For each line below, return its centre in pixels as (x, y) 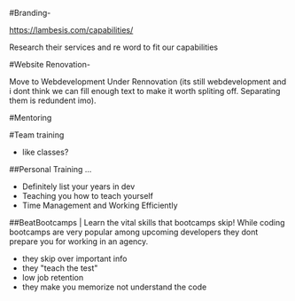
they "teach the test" (60, 268)
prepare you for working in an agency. (79, 242)
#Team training (37, 135)
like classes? (45, 152)
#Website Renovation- (50, 64)
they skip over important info (74, 258)
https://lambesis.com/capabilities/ (71, 30)
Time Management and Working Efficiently (100, 205)
